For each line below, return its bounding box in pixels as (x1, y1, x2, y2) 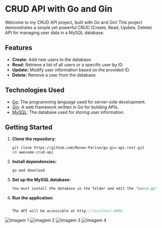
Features (5, 44, 32, 52)
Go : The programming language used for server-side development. (12, 99, 146, 105)
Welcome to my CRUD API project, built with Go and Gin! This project (5, 19, 143, 25)
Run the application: (12, 195, 54, 200)
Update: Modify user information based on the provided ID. (12, 67, 131, 73)
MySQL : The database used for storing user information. (12, 109, 125, 115)
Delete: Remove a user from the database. (12, 72, 97, 78)
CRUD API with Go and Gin (5, 3, 113, 15)
